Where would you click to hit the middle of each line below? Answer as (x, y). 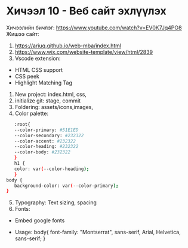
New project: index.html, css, (50, 94)
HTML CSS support (39, 69)
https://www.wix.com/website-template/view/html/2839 (84, 52)
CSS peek (27, 76)
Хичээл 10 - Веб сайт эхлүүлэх (86, 11)
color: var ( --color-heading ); (52, 169)
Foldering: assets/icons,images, (54, 107)
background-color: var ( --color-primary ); (66, 186)
